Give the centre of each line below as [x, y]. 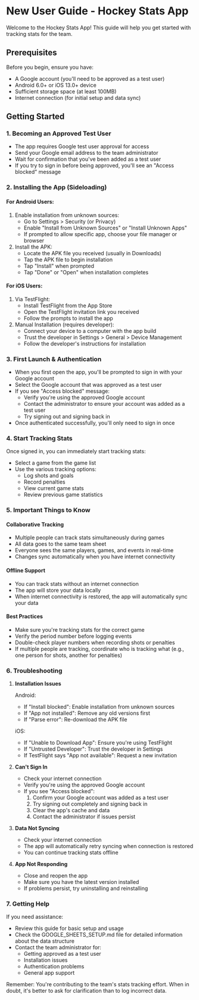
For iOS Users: [24, 286]
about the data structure [44, 941]
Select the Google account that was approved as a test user [88, 385]
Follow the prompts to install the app [68, 318]
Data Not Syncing [37, 828]
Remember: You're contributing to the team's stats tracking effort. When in [98, 984]
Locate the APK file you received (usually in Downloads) [93, 253]
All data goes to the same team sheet [60, 544]
